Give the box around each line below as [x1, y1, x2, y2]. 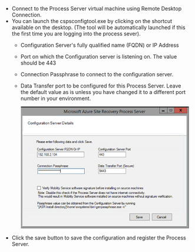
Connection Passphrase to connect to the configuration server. [20, 71, 174, 77]
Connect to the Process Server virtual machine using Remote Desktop [11, 5, 181, 12]
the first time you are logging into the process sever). [11, 30, 141, 37]
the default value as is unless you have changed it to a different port [20, 89, 186, 95]
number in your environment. [20, 95, 91, 102]
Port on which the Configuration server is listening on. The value [20, 53, 177, 60]
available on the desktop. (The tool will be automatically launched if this [11, 24, 186, 31]
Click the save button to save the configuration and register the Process [11, 234, 187, 241]
